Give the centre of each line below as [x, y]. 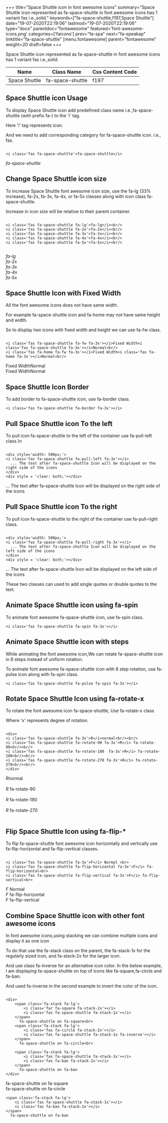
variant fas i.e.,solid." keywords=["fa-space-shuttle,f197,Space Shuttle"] [80, 18]
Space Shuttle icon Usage [47, 98]
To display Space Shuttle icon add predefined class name [65, 110]
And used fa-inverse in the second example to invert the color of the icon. [82, 986]
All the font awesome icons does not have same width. [62, 305]
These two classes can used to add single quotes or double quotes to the [81, 584]
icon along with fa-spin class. [48, 674]
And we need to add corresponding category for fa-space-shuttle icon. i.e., [83, 135]
